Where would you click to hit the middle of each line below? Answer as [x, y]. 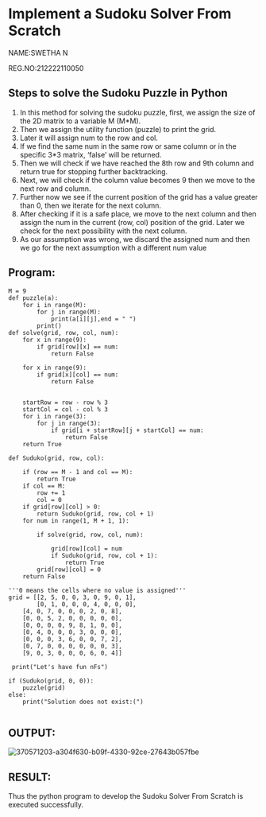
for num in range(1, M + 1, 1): [76, 521]
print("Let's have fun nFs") [60, 667]
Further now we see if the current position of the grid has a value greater [139, 196]
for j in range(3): [69, 423]
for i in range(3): [55, 416]
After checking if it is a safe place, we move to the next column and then [138, 214]
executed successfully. [46, 805]
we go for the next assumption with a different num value [113, 247]
